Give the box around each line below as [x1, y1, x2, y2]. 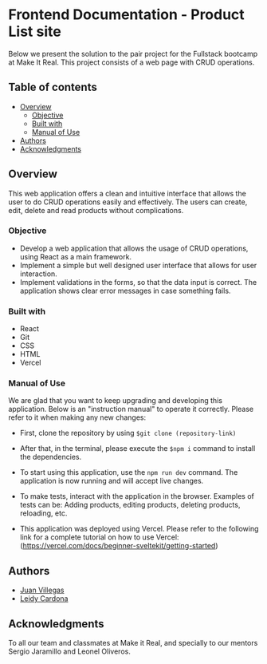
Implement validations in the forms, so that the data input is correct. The [19, 277, 257, 287]
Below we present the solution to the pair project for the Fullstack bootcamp [8, 49, 257, 58]
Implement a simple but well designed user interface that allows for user [19, 260, 257, 270]
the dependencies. [19, 453, 82, 462]
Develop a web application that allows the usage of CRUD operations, [19, 243, 249, 253]
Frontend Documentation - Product [8, 6, 245, 24]
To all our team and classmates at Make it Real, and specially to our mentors [8, 638, 258, 648]
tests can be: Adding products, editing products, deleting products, [19, 500, 241, 510]
